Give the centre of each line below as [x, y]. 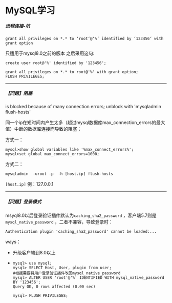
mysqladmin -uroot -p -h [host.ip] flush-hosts [59, 174]
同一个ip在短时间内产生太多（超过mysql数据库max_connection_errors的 [81, 123]
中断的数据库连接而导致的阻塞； [48, 129]
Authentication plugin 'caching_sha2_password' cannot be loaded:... [81, 232]
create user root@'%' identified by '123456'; [56, 63]
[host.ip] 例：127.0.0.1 [29, 184]
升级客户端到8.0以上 [34, 253]
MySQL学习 [30, 11]
